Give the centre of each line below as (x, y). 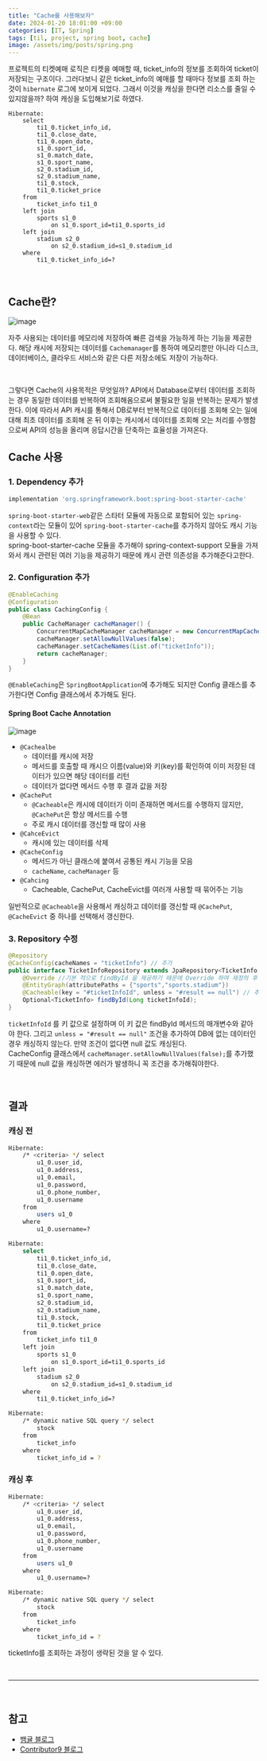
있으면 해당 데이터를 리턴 (91, 776)
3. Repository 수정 (43, 938)
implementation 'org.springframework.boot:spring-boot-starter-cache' (128, 499)
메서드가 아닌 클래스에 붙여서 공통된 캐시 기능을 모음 (112, 861)
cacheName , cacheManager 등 (75, 871)
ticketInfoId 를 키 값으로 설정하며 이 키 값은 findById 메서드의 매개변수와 (124, 1023)
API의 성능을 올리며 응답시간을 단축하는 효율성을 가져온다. (118, 430)
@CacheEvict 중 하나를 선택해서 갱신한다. (72, 916)
